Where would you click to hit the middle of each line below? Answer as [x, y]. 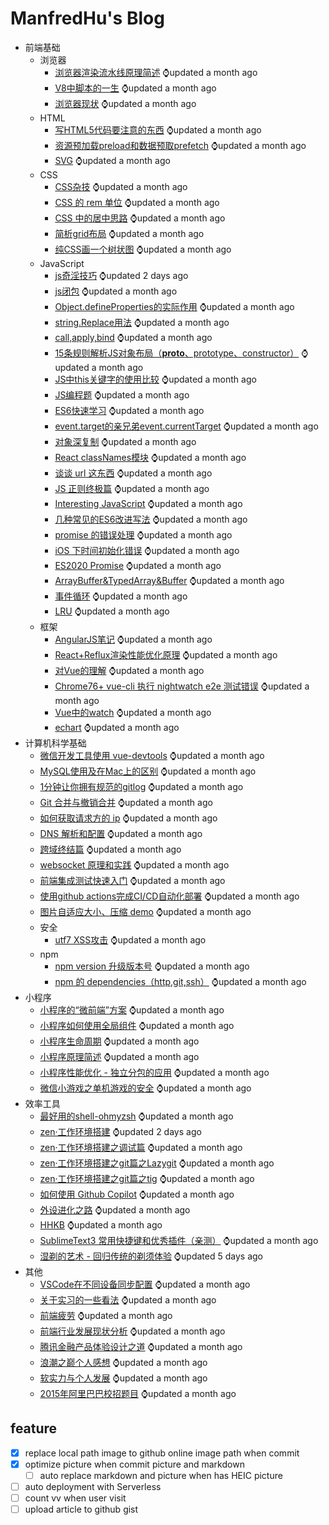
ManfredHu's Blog [87, 18]
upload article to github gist [81, 1509]
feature [34, 1428]
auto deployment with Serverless [93, 1486]
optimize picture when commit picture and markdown [134, 1464]
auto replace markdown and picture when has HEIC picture [161, 1475]
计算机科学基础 [55, 743]
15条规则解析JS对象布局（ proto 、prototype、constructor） [177, 353]
